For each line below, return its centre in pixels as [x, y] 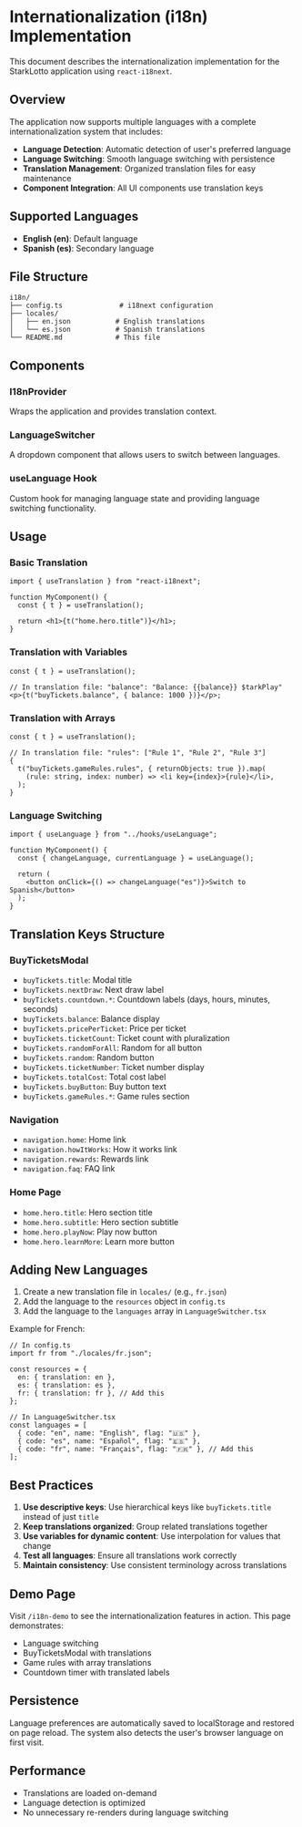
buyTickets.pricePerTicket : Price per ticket [104, 1028]
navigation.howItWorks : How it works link [100, 1150]
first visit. [27, 1742]
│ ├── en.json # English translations [107, 322]
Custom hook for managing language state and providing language [135, 498]
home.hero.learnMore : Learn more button [98, 1241]
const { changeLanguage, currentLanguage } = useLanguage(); [136, 859]
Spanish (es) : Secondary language [88, 248]
